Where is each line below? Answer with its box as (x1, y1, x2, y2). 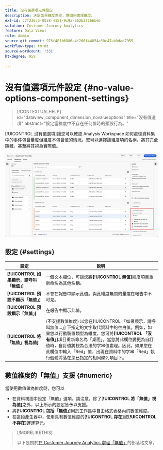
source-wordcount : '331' (5, 49, 55, 53)
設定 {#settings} (5, 248, 55, 256)
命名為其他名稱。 (50, 280, 84, 286)
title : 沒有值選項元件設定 (5, 8, 53, 13)
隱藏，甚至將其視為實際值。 (5, 143, 61, 149)
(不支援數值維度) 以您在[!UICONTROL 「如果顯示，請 (46, 318, 152, 324)
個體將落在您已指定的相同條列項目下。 (50, 354, 127, 360)
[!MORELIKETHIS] (16, 430, 53, 435)
